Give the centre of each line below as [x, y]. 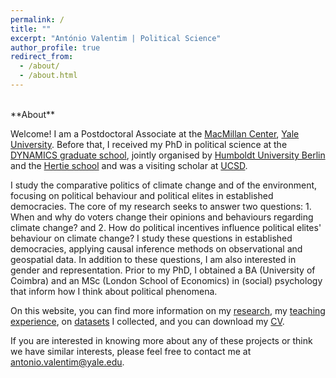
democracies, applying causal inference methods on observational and [156, 248]
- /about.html [48, 76]
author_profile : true [55, 47]
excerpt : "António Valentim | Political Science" [116, 38]
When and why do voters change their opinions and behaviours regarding [162, 217]
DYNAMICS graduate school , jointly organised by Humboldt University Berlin [168, 155]
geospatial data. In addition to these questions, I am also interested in [153, 259]
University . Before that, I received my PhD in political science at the [149, 144]
